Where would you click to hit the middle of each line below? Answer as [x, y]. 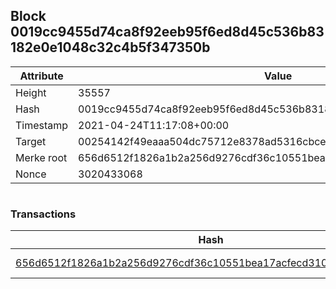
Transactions [43, 214]
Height [31, 92]
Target [31, 141]
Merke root [41, 157]
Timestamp [42, 125]
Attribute [41, 76]
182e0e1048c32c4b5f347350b [110, 47]
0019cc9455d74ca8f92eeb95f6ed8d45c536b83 [167, 32]
